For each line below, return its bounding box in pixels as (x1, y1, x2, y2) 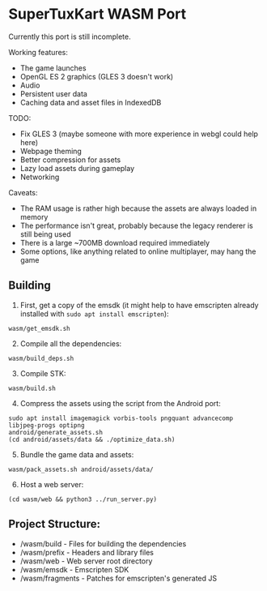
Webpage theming (19, 146, 83, 156)
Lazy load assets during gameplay (19, 163, 135, 173)
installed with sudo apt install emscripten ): (19, 309, 169, 319)
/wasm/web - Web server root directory (19, 556, 153, 566)
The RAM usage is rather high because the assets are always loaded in (19, 203, 257, 213)
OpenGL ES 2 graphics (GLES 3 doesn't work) (19, 71, 174, 81)
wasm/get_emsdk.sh (8, 324, 70, 332)
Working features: (8, 47, 69, 57)
